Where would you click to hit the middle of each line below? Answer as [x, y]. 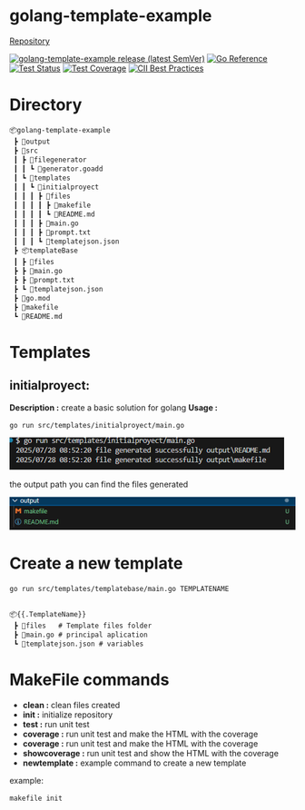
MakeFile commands [89, 680]
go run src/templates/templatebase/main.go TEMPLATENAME [119, 588]
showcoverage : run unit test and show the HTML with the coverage [151, 753]
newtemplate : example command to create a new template [134, 763]
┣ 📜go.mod [32, 298]
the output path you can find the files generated [99, 484]
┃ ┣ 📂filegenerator [50, 160]
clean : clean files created [71, 705]
